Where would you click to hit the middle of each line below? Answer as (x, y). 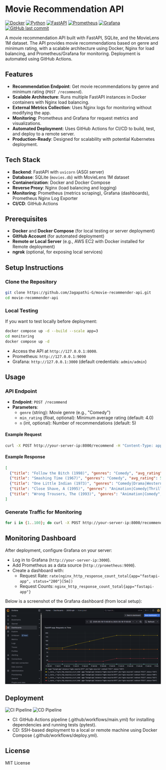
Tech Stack (23, 160)
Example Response (25, 457)
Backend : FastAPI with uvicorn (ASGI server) (58, 172)
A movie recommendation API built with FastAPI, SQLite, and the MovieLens (82, 38)
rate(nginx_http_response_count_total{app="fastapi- (104, 576)
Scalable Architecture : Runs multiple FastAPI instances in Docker (79, 97)
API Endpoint (21, 391)
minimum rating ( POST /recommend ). (47, 91)
